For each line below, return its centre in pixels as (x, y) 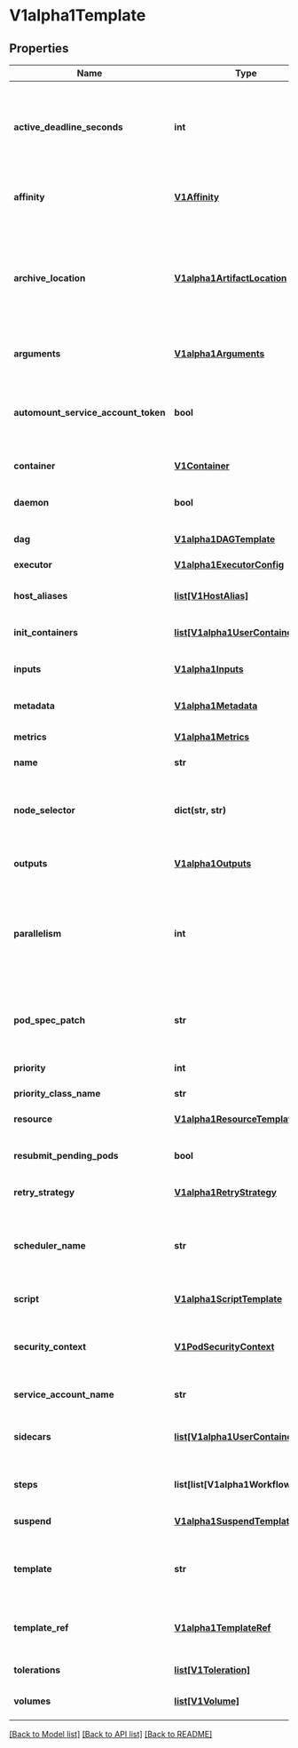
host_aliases (41, 596)
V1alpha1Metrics (212, 737)
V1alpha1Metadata (216, 706)
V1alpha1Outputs (213, 863)
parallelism (38, 934)
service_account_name (64, 1394)
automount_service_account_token (90, 412)
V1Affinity (197, 197)
